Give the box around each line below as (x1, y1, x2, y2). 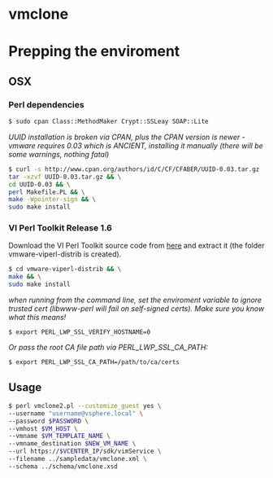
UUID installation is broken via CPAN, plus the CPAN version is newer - (8, 132, 245, 142)
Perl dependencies (8, 99, 84, 110)
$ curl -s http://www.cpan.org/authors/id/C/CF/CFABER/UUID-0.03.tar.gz (8, 164, 260, 173)
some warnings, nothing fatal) (8, 149, 110, 159)
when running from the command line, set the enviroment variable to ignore (8, 295, 262, 305)
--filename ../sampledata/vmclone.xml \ (8, 455, 148, 463)
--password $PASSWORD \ (8, 417, 89, 425)
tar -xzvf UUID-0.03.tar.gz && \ (8, 173, 122, 181)
